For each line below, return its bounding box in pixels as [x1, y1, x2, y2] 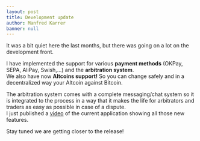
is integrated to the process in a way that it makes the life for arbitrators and [6, 97, 195, 104]
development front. [6, 49, 54, 56]
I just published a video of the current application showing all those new [6, 110, 185, 117]
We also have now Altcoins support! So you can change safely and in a [6, 73, 185, 80]
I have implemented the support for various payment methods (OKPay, [6, 60, 183, 67]
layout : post [6, 8, 39, 15]
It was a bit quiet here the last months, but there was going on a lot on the [6, 42, 189, 49]
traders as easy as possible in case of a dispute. [6, 103, 127, 111]
